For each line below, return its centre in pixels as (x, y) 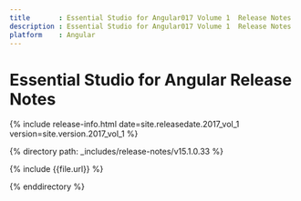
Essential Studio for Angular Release (150, 80)
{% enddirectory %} (47, 186)
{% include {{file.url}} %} (57, 169)
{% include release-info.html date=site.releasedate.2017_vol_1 (125, 125)
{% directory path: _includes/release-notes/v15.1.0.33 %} (116, 152)
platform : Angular (52, 35)
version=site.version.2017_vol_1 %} (74, 134)
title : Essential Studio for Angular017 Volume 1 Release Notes (150, 18)
